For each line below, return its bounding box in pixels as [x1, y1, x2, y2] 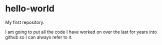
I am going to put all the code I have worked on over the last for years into [5, 29, 157, 35]
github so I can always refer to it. [5, 34, 72, 40]
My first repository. [5, 19, 44, 25]
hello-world [5, 3, 55, 14]
